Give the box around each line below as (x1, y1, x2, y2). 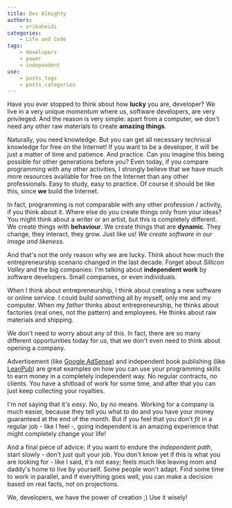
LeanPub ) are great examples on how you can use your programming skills (7, 365, 221, 373)
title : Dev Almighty (7, 10, 67, 17)
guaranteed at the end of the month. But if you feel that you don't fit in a (7, 415, 213, 423)
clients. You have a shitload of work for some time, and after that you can (7, 379, 216, 388)
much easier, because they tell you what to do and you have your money (7, 408, 215, 416)
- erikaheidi (19, 23, 57, 30)
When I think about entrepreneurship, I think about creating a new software (7, 286, 222, 295)
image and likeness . (7, 237, 64, 246)
